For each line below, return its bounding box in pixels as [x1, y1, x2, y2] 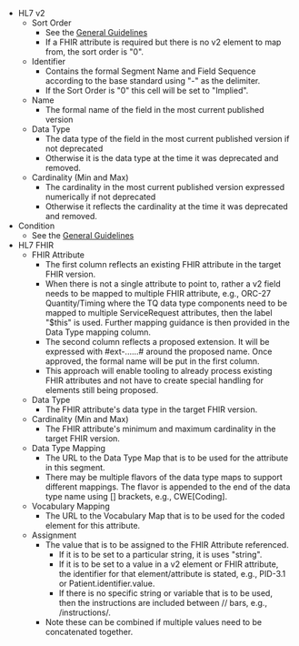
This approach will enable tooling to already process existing [45, 366, 273, 376]
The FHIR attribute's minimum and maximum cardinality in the [45, 423, 276, 434]
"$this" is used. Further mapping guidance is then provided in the [45, 318, 291, 328]
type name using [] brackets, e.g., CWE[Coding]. [45, 491, 228, 501]
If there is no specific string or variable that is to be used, [58, 588, 273, 599]
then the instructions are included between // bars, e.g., [58, 598, 268, 608]
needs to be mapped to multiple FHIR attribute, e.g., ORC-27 [45, 288, 271, 298]
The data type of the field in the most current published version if [45, 134, 290, 144]
